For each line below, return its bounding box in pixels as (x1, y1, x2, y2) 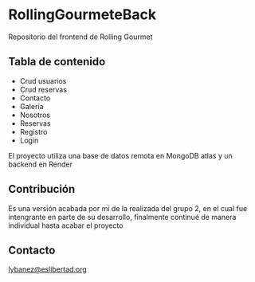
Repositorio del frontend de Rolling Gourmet (8, 32, 153, 41)
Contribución (8, 182, 76, 196)
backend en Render (8, 159, 73, 169)
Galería (19, 101, 44, 111)
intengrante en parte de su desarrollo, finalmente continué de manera (8, 212, 237, 221)
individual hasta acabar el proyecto (8, 221, 124, 230)
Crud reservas (19, 84, 68, 94)
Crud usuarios (19, 76, 67, 85)
